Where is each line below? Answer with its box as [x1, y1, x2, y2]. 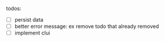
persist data [14, 16, 44, 23]
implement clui [14, 29, 50, 37]
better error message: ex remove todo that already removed [14, 23, 159, 30]
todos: [6, 5, 22, 12]
